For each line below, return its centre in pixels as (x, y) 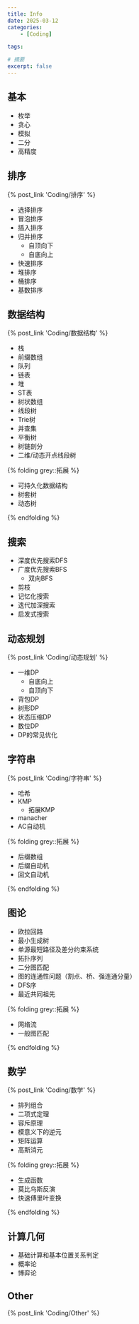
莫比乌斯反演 (36, 1189)
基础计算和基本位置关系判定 (58, 1255)
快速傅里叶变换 (39, 1198)
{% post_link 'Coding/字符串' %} (55, 778)
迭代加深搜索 (36, 605)
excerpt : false (30, 66)
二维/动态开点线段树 (47, 455)
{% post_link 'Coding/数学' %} (51, 1090)
